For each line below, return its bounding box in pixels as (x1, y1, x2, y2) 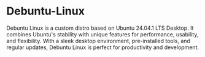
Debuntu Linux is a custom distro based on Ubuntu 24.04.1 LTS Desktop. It (6, 24, 194, 32)
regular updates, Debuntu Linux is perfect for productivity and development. (6, 44, 199, 51)
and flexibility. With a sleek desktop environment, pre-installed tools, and (6, 37, 190, 44)
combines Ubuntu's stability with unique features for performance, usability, (6, 30, 199, 38)
